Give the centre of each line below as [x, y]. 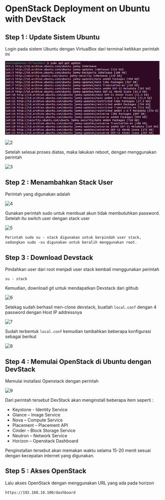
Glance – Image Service [36, 415]
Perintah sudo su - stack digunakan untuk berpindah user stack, [73, 238]
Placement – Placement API [40, 425]
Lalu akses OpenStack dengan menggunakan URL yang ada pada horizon [80, 483]
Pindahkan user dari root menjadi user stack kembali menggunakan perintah [82, 269]
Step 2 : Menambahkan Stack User [59, 182]
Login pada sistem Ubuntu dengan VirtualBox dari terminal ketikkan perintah [82, 49]
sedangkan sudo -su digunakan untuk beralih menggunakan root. [71, 243]
